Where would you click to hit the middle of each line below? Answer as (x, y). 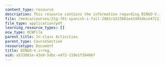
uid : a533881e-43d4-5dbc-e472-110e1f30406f (50, 55)
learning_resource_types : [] (35, 28)
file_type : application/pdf (34, 23)
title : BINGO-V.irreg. (28, 50)
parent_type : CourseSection (34, 42)
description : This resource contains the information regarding (72, 14)
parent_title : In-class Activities (41, 37)
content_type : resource (29, 10)
